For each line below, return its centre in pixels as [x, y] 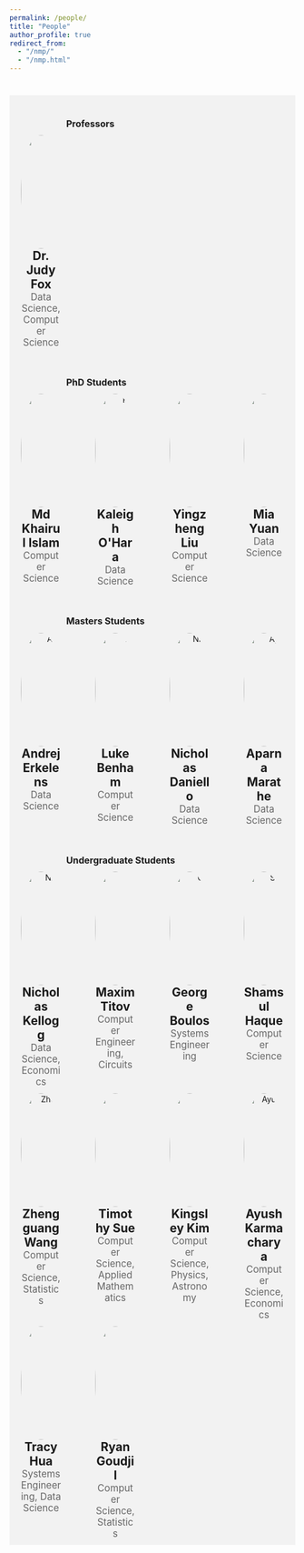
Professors [91, 124]
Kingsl [190, 1213]
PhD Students [97, 383]
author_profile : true [50, 35]
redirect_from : [38, 43]
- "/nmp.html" [44, 60]
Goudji [115, 1461]
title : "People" [40, 26]
